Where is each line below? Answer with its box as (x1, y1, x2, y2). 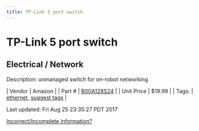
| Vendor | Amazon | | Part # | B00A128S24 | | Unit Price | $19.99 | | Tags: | (6, 87, 194, 94)
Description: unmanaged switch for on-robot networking (6, 76, 148, 83)
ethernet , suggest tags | (6, 94, 67, 101)
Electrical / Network (6, 59, 84, 70)
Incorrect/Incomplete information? (6, 117, 93, 125)
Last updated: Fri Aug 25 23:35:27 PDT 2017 (6, 105, 118, 113)
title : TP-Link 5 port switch (6, 9, 84, 15)
